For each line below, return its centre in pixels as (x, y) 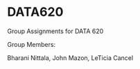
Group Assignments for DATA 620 (55, 31)
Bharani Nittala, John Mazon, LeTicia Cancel (70, 58)
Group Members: (32, 44)
